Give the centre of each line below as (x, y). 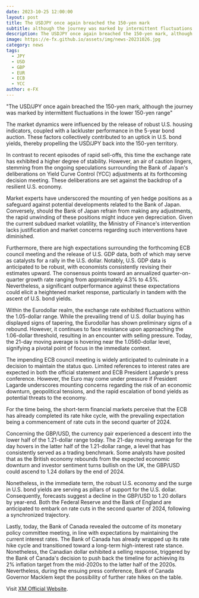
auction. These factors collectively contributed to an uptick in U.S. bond (94, 137)
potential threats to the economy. (47, 397)
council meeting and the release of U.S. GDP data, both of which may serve (99, 254)
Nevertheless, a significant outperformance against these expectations (93, 286)
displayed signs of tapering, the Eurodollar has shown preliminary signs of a (99, 322)
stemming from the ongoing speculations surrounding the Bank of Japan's (97, 167)
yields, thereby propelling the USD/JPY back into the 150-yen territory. (92, 143)
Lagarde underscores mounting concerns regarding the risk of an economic (99, 385)
